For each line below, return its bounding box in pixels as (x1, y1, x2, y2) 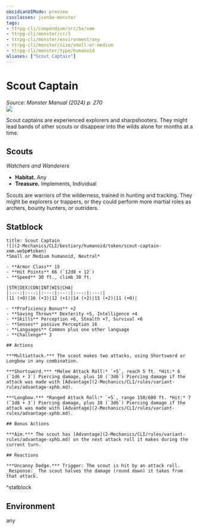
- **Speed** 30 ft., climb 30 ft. (6, 275, 93, 281)
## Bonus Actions (6, 421, 50, 427)
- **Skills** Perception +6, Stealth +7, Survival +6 (6, 316, 143, 322)
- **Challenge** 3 (6, 332, 52, 338)
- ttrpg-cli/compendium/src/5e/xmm (6, 25, 95, 32)
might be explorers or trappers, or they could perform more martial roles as (6, 198, 191, 205)
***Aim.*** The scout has (6, 431, 71, 437)
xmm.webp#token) (6, 248, 47, 254)
